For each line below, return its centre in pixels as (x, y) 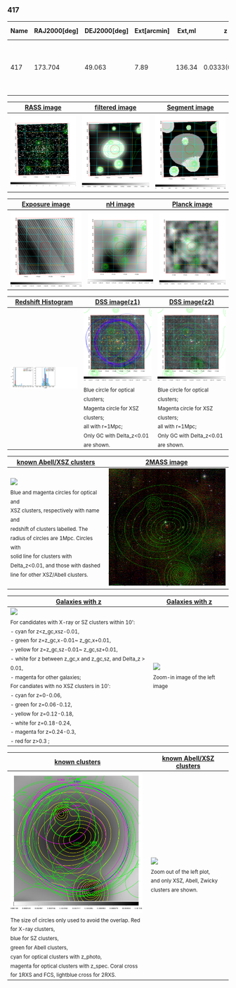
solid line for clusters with (41, 557)
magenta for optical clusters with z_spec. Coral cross (74, 966)
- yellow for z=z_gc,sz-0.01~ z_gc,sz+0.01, (64, 649)
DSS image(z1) (118, 302)
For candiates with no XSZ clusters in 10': (60, 687)
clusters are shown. (174, 890)
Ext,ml (187, 31)
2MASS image (166, 462)
